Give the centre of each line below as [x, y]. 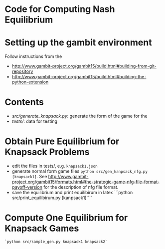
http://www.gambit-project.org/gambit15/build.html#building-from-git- [84, 66]
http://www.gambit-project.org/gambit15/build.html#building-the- [79, 77]
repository [22, 71]
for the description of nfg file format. [81, 187]
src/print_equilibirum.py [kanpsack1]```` [52, 198]
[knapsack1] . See [29, 176]
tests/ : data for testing [35, 121]
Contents [24, 102]
